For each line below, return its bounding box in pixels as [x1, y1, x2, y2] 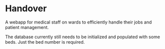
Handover [5, 3, 47, 14]
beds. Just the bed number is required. [5, 39, 85, 45]
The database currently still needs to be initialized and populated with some [5, 34, 161, 40]
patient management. [5, 24, 49, 30]
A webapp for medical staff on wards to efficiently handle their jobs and [5, 19, 152, 25]
